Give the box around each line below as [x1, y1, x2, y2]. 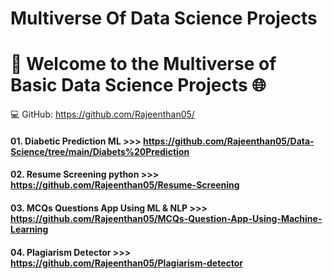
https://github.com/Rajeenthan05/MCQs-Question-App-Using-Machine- [10, 212, 323, 224]
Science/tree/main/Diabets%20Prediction [10, 145, 190, 157]
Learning [10, 223, 49, 235]
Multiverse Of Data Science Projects [10, 7, 318, 30]
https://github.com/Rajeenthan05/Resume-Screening [10, 179, 240, 191]
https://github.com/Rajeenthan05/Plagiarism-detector [10, 257, 244, 269]
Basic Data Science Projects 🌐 [10, 74, 267, 97]
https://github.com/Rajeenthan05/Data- [142, 135, 315, 147]
